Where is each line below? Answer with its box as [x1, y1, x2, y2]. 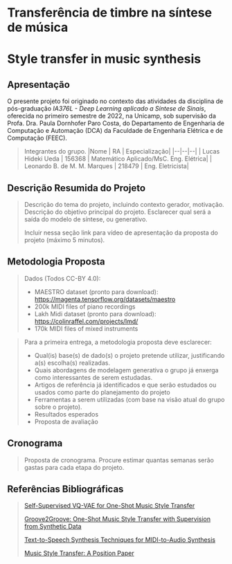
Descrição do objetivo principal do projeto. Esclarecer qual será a [24, 208, 211, 216]
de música [7, 19, 69, 35]
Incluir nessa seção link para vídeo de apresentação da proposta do [24, 228, 218, 237]
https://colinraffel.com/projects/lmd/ [34, 317, 139, 325]
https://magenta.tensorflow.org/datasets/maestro [34, 295, 176, 303]
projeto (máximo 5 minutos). [24, 236, 105, 244]
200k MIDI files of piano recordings [34, 302, 136, 311]
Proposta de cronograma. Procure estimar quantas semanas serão [24, 455, 215, 464]
